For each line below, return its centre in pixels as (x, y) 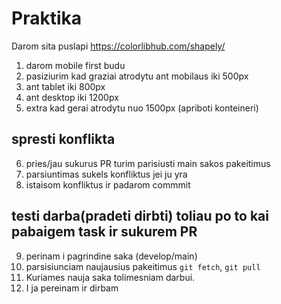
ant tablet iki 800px (65, 86)
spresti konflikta (63, 139)
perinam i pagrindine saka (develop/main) (111, 256)
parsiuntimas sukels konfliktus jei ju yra (106, 174)
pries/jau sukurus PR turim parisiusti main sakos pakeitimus (148, 163)
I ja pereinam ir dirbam (72, 288)
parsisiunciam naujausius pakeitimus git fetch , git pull (143, 266)
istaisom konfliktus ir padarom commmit (108, 184)
